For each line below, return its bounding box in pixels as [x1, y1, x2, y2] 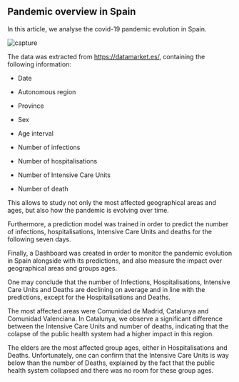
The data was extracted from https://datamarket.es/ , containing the [7, 52, 205, 61]
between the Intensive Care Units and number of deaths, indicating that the [7, 321, 229, 331]
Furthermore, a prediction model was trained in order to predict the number [7, 219, 229, 228]
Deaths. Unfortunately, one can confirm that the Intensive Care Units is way [7, 351, 230, 359]
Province [17, 101, 44, 110]
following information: [7, 60, 71, 69]
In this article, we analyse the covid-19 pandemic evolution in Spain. [7, 24, 207, 33]
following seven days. [7, 235, 71, 243]
